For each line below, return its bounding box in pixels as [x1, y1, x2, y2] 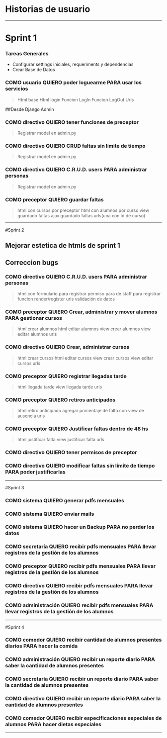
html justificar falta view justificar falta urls [17, 437, 104, 443]
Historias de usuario [5, 3, 90, 15]
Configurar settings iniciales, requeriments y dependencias [12, 61, 134, 68]
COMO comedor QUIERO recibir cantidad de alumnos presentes [5, 637, 162, 644]
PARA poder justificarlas [5, 468, 66, 475]
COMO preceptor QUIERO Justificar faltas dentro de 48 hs [5, 425, 148, 432]
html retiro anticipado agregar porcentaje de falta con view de [17, 408, 144, 414]
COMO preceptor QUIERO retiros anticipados [5, 396, 116, 403]
